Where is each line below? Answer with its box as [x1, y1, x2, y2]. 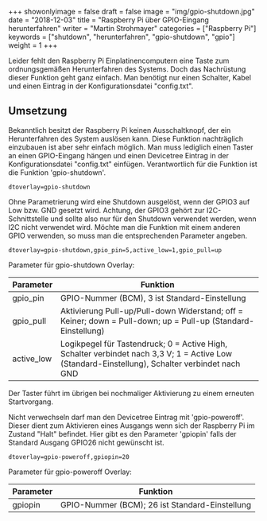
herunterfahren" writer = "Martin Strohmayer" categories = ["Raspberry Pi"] [8, 24, 257, 33]
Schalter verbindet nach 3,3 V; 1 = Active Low [60, 348, 233, 359]
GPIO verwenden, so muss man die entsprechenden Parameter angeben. [8, 231, 248, 240]
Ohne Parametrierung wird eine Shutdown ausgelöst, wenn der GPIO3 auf [8, 196, 250, 206]
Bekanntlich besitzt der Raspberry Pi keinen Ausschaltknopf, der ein [8, 125, 231, 134]
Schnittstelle [8, 214, 49, 224]
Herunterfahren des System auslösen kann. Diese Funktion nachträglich [8, 134, 244, 143]
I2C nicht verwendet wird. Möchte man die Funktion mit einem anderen [8, 222, 241, 231]
